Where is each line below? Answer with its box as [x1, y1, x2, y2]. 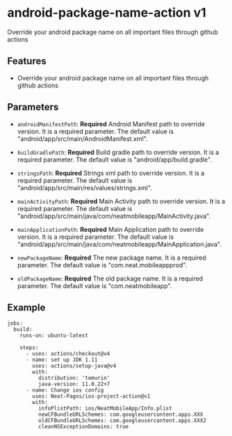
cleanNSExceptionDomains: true [38, 424, 129, 430]
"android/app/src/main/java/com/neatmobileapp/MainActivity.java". [17, 212, 210, 220]
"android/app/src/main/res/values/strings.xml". [17, 183, 153, 192]
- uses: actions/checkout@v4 [25, 351, 110, 358]
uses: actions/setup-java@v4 [32, 362, 117, 369]
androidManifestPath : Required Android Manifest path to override [17, 119, 205, 128]
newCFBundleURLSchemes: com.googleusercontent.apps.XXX [38, 411, 204, 418]
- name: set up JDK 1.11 [25, 356, 98, 364]
